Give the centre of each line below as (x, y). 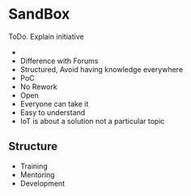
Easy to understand (53, 112)
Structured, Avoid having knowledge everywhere (102, 69)
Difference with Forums (59, 61)
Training (34, 166)
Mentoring (37, 174)
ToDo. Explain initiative (46, 36)
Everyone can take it (54, 104)
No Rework (39, 87)
